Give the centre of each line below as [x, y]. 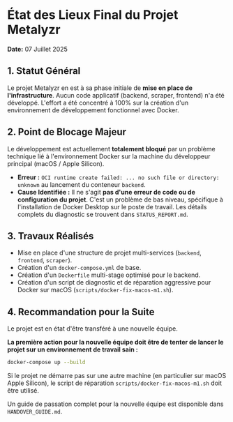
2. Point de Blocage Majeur [67, 132]
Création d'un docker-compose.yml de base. [79, 268]
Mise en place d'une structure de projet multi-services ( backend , [109, 253]
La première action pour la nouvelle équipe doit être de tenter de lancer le [115, 342]
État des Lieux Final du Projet [93, 15]
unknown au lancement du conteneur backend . [81, 184]
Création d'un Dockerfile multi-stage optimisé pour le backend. [109, 275]
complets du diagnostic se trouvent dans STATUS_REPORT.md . [103, 214]
